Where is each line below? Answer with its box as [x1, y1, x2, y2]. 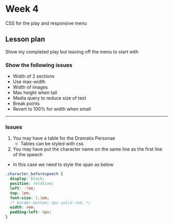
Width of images [12, 84, 48, 90]
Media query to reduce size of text [12, 95, 86, 101]
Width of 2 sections [12, 73, 55, 80]
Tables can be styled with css [20, 141, 84, 147]
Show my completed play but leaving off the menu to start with [5, 48, 139, 54]
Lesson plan [5, 35, 45, 44]
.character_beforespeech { [5, 172, 63, 177]
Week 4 [5, 3, 39, 15]
